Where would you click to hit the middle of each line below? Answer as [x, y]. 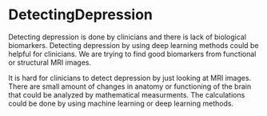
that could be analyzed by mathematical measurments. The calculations [127, 94]
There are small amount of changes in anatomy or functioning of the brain [130, 86]
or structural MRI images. [50, 62]
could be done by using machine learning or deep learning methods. [121, 103]
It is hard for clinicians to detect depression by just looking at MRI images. [130, 78]
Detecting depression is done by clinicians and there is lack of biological [127, 37]
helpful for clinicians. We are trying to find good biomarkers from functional [132, 54]
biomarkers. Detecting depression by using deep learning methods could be [133, 45]
